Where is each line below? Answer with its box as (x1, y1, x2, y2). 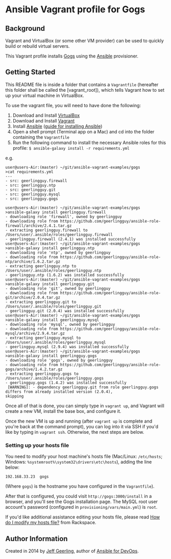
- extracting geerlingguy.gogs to (5, 371, 79, 376)
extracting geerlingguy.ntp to (10, 263, 77, 269)
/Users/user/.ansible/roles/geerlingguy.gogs (5, 375, 104, 381)
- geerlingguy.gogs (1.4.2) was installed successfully (5, 380, 127, 385)
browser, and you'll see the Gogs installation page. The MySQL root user (5, 498, 158, 505)
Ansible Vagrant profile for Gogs (5, 4, 145, 15)
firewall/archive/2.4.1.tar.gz (5, 223, 72, 228)
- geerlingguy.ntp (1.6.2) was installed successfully (5, 272, 125, 277)
